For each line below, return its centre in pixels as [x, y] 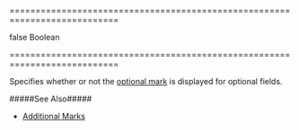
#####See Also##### [51, 99]
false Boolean [35, 37]
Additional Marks [53, 116]
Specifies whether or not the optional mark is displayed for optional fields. [146, 81]
